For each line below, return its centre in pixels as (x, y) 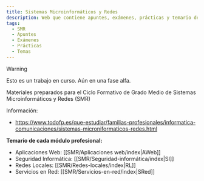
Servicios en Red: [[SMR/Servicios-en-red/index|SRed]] (85, 171)
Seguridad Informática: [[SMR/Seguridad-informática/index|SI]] (94, 159)
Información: (22, 111)
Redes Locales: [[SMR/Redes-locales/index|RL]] (75, 165)
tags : (13, 23)
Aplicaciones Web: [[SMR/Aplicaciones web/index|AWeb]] (88, 152)
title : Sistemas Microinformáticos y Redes (62, 12)
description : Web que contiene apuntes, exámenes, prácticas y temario (99, 18)
